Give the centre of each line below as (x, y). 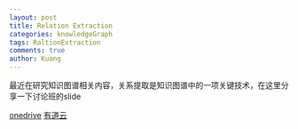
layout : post (33, 17)
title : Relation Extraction (61, 26)
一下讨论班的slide (49, 96)
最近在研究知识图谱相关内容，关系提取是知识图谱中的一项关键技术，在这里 (145, 85)
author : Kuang (35, 59)
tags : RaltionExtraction (55, 42)
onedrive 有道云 (38, 115)
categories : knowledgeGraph (61, 34)
